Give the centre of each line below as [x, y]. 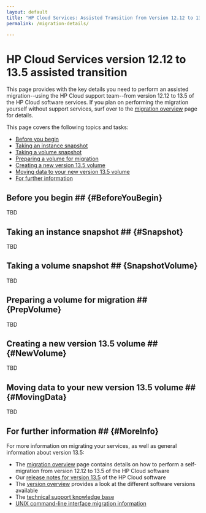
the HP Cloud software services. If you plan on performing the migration [97, 103]
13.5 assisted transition [67, 72]
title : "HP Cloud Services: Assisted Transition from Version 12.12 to [100, 18]
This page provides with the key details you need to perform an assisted [97, 89]
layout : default [27, 12]
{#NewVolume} [36, 353]
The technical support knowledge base [65, 497]
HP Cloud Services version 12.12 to [96, 59]
